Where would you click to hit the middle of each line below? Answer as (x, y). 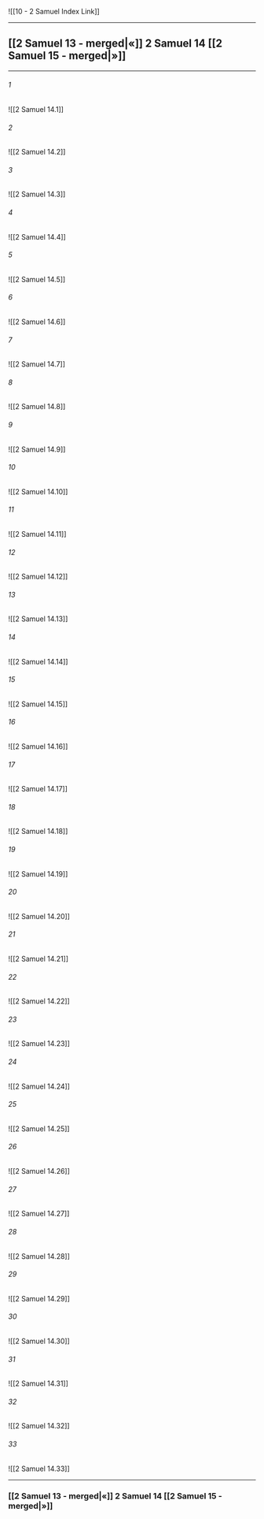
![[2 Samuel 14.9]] (37, 449)
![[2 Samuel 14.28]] (39, 1256)
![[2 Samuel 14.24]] (39, 1086)
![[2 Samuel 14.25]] (39, 1128)
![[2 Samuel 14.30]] (39, 1341)
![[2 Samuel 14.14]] (38, 661)
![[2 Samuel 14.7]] (37, 364)
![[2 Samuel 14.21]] (38, 959)
